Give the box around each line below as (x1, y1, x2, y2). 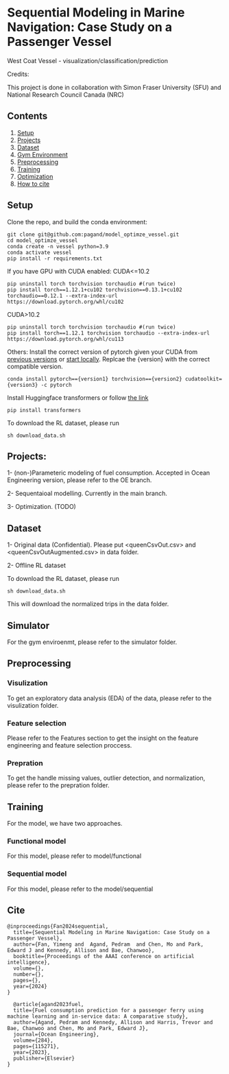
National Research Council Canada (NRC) (7, 91, 125, 99)
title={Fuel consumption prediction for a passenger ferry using (13, 1007, 204, 1014)
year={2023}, (13, 1049, 51, 1055)
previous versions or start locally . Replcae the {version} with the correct (7, 355, 210, 363)
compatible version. (7, 362, 63, 370)
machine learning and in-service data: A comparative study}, (7, 1013, 189, 1020)
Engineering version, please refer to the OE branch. (7, 476, 152, 484)
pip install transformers (7, 407, 81, 414)
